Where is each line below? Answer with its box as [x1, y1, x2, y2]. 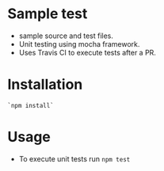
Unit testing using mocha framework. [18, 39, 140, 48]
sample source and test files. [18, 31, 114, 40]
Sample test [7, 5, 88, 23]
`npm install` [7, 101, 55, 109]
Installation [7, 76, 83, 93]
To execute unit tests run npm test [18, 154, 131, 163]
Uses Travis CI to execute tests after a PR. [18, 47, 156, 57]
